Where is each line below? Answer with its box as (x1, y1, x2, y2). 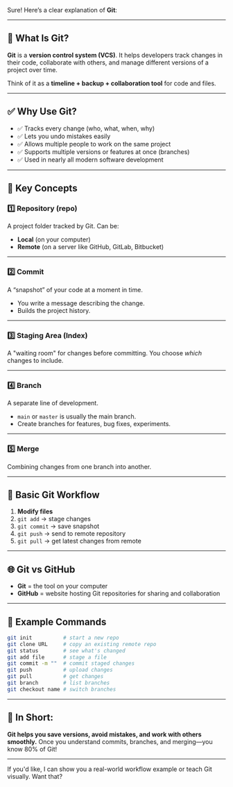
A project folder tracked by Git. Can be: (7, 222, 119, 230)
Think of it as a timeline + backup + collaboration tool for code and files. (7, 79, 216, 87)
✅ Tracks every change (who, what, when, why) (17, 124, 155, 133)
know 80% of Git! (7, 745, 58, 753)
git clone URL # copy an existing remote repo (7, 641, 157, 648)
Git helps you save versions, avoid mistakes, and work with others (7, 730, 202, 738)
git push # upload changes (7, 666, 113, 674)
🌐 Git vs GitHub (7, 564, 76, 575)
